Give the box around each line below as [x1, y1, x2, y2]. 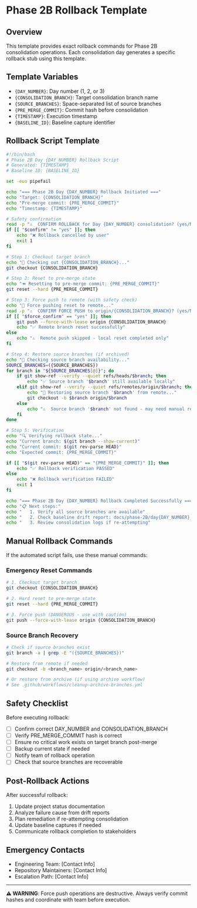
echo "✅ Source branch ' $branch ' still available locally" [27, 378, 176, 385]
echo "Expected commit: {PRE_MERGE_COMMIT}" [6, 449, 117, 455]
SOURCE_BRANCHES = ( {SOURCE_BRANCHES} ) [6, 362, 98, 368]
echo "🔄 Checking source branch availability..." [6, 357, 130, 363]
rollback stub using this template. [6, 55, 86, 62]
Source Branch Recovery [6, 631, 79, 639]
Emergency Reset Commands [6, 566, 93, 574]
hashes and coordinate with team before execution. [6, 896, 131, 903]
